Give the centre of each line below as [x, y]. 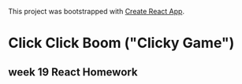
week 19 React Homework [73, 72]
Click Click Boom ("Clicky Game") [121, 43]
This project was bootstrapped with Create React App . [97, 11]
